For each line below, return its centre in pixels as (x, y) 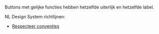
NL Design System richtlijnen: (35, 17)
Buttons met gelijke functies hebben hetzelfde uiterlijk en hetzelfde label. (79, 7)
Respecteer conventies (35, 26)
